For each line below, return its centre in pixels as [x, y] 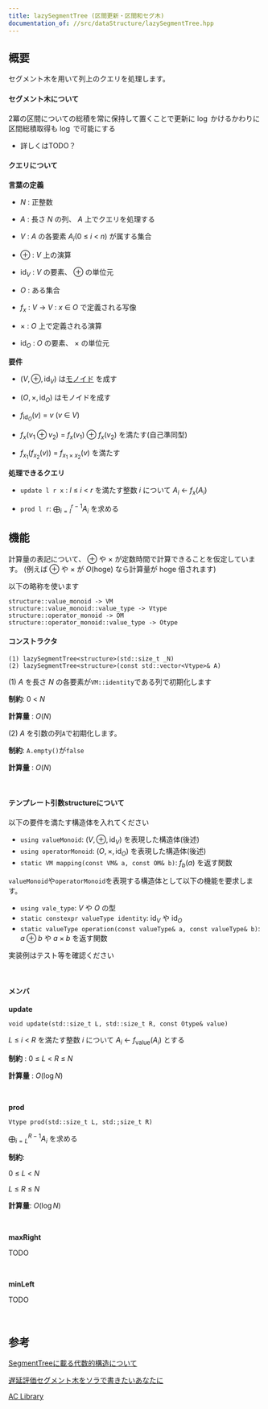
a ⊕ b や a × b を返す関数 [64, 939]
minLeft [21, 1284]
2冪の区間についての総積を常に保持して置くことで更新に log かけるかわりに [134, 118]
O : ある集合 [40, 290]
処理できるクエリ [37, 473]
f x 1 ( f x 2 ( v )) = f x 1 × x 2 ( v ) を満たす [70, 454]
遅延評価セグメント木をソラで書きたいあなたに [86, 1380]
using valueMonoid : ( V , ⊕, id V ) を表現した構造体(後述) [109, 840]
